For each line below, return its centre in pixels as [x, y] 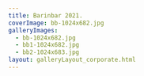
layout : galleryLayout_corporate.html [72, 60]
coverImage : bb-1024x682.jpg [56, 23]
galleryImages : [33, 30]
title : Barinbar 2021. [45, 15]
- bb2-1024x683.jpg [47, 52]
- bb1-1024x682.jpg [47, 45]
